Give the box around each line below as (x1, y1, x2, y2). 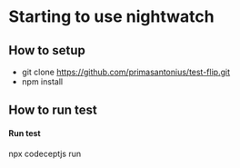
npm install (21, 76, 64, 87)
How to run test (8, 103, 97, 118)
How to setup (8, 43, 85, 58)
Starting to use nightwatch (8, 6, 215, 27)
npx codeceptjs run (8, 148, 82, 159)
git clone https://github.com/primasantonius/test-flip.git (21, 66, 231, 77)
